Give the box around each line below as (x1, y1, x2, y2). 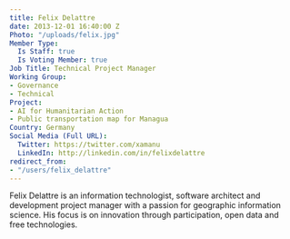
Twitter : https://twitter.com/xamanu (17, 140, 161, 149)
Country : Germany (9, 124, 75, 133)
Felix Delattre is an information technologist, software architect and (9, 190, 261, 201)
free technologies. (9, 219, 78, 230)
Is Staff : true (17, 47, 75, 56)
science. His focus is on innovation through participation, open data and (9, 210, 279, 221)
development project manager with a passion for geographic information (9, 200, 282, 211)
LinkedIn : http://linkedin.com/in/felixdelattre (17, 148, 205, 157)
